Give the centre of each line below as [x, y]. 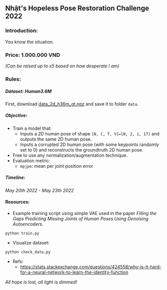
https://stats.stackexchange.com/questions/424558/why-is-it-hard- [91, 267]
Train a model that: [32, 128]
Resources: [17, 202]
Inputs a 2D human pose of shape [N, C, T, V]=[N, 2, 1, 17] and [90, 133]
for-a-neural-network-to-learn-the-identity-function [74, 272]
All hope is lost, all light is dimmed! [41, 282]
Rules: [13, 79]
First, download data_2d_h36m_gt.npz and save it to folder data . [72, 104]
